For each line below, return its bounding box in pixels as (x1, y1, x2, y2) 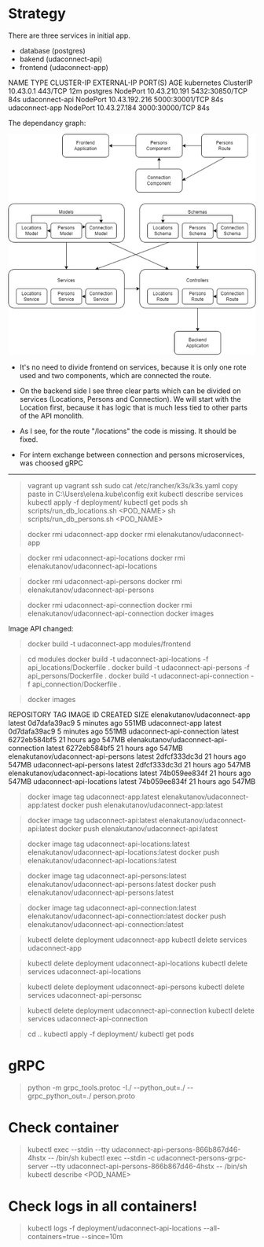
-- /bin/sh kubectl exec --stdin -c (47, 1153, 156, 1162)
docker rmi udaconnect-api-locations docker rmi (27, 553, 185, 562)
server (27, 1161, 49, 1171)
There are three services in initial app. (8, 31, 131, 40)
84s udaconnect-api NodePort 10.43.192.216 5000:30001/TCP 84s (8, 94, 224, 104)
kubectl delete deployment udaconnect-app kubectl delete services (27, 935, 247, 944)
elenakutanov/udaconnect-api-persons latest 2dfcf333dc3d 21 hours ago (8, 752, 247, 761)
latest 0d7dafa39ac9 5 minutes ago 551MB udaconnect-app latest (8, 718, 222, 727)
